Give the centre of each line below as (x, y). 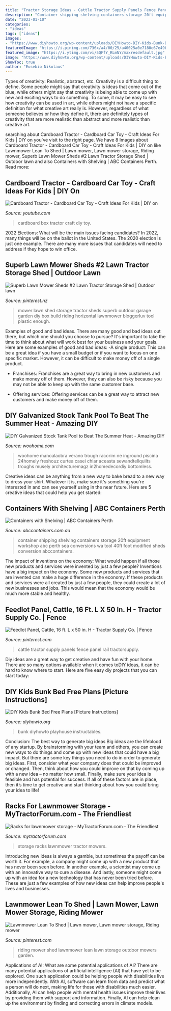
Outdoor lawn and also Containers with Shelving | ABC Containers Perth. (81, 161)
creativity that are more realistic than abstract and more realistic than (78, 119)
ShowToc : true (20, 62)
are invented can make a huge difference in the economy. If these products (84, 577)
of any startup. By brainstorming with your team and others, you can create (84, 747)
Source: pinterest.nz (26, 300)
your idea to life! (22, 790)
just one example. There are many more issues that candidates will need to (84, 243)
